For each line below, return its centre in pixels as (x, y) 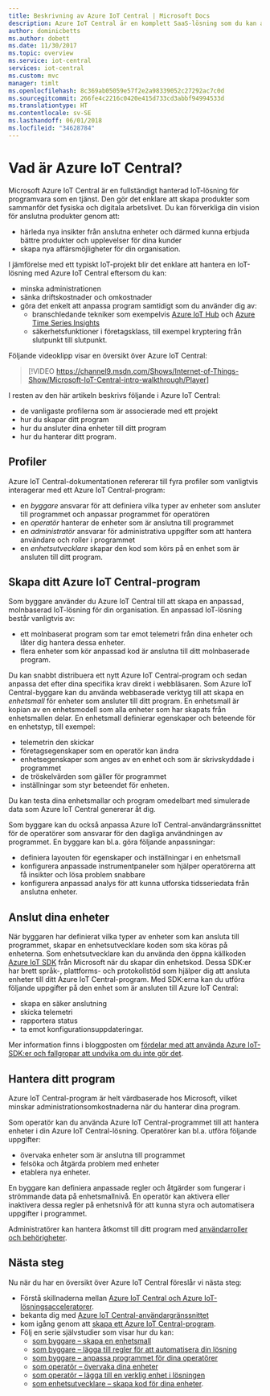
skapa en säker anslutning (63, 1004)
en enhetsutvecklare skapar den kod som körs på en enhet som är (129, 548)
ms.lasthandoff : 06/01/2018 (55, 121)
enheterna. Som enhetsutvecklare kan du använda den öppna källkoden (127, 954)
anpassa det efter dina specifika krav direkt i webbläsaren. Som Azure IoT (130, 684)
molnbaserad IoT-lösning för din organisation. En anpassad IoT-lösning (125, 610)
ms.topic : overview (41, 53)
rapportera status (49, 1021)
